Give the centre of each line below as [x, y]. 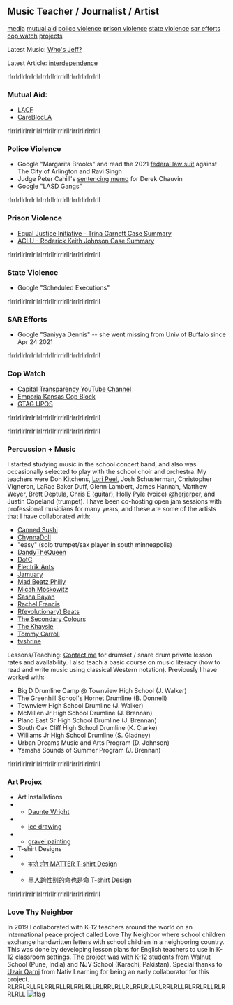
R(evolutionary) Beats [48, 611]
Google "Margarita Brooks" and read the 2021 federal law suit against [117, 164]
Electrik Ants [36, 566]
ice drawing [45, 827]
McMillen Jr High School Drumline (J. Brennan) [85, 713]
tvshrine [29, 641]
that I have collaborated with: [49, 516]
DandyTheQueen [42, 552]
